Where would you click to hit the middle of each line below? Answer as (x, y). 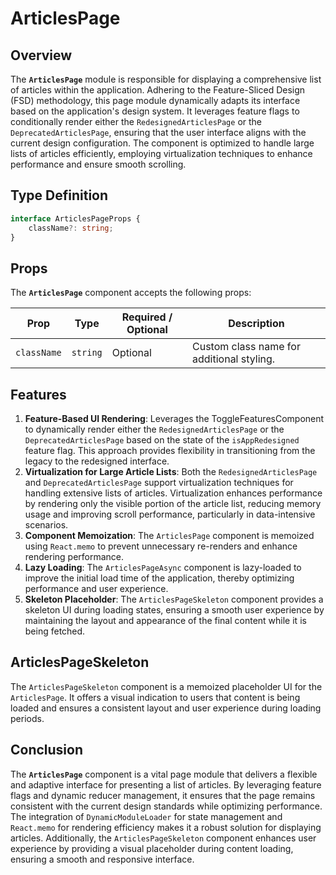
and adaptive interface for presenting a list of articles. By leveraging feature (166, 784)
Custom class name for (246, 347)
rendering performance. (74, 557)
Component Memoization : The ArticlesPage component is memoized (169, 536)
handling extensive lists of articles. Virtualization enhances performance (173, 493)
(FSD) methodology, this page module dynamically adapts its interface (155, 100)
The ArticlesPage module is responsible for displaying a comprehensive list (166, 79)
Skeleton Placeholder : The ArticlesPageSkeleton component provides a (174, 599)
